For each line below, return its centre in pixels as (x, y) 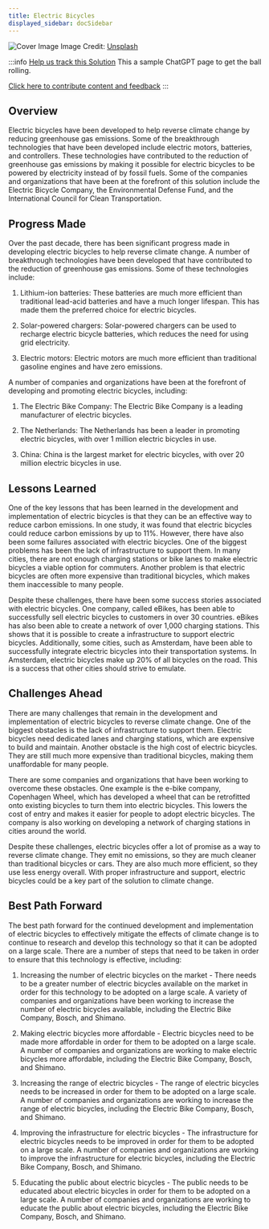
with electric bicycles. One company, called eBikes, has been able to (122, 608)
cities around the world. (47, 831)
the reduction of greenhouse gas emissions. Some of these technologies (128, 269)
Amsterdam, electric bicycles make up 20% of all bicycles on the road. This (133, 659)
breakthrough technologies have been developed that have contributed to (130, 260)
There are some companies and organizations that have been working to (128, 779)
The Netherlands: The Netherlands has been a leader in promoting (130, 431)
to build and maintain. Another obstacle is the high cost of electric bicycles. (133, 747)
